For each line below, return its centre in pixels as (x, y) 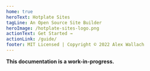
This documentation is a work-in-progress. (60, 61)
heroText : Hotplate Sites (38, 17)
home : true (20, 12)
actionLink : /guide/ (32, 39)
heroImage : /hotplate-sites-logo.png (53, 28)
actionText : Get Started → (39, 34)
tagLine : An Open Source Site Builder (54, 22)
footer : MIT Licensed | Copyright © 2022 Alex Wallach (75, 45)
